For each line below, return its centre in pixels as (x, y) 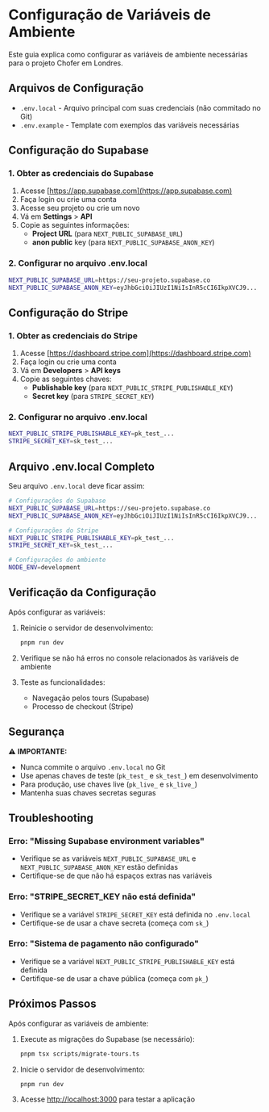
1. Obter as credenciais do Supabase (81, 174)
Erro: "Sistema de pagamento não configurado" (103, 944)
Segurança (36, 732)
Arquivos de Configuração (76, 88)
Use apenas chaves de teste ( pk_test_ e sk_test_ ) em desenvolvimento (139, 775)
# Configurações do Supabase (57, 501)
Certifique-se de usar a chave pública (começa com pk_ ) (114, 978)
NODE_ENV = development (45, 568)
